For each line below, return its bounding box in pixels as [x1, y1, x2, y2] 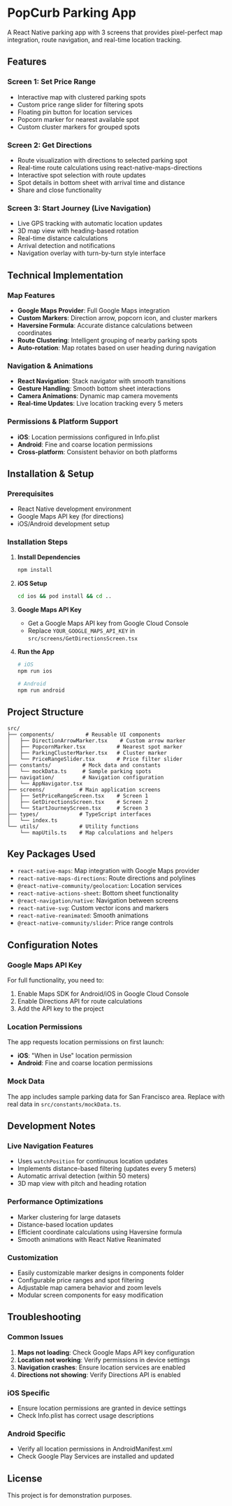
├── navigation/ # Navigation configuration [7, 774, 164, 781]
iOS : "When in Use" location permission [17, 1051, 133, 1060]
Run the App [17, 648, 55, 656]
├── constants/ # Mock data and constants [7, 762, 161, 769]
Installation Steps [7, 538, 68, 547]
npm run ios [17, 668, 52, 675]
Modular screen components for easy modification [17, 1291, 164, 1299]
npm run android [17, 687, 65, 694]
